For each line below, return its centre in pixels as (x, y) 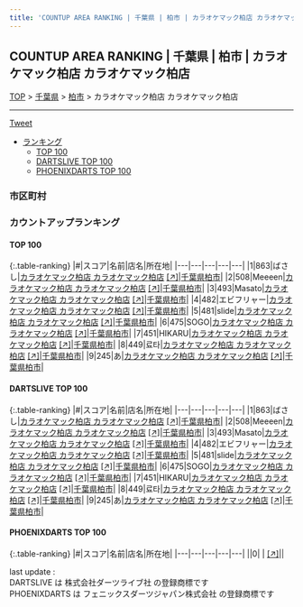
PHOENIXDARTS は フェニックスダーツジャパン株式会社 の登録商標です (142, 593)
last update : (32, 571)
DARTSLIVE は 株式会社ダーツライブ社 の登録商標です (109, 582)
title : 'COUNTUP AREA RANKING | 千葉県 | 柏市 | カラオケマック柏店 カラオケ (147, 18)
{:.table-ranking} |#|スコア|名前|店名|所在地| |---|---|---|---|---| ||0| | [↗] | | (147, 553)
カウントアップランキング (64, 223)
